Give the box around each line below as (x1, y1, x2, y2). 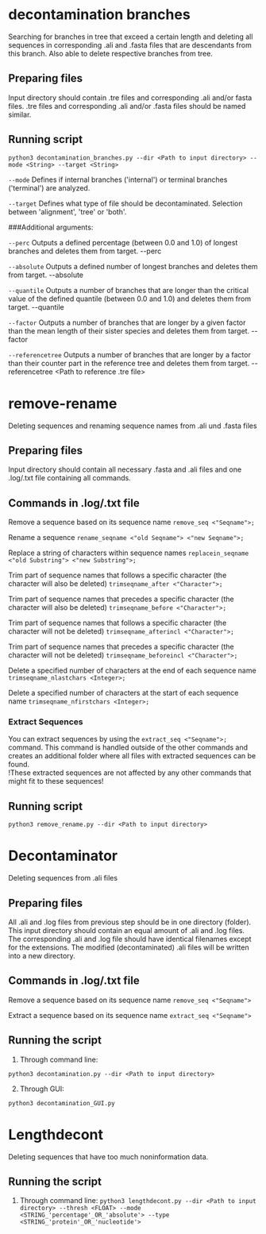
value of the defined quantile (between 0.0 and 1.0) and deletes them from (8, 294, 252, 303)
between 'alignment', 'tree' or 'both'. (8, 206, 127, 216)
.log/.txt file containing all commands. (8, 473, 131, 483)
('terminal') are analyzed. (8, 183, 91, 192)
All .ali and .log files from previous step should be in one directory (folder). (8, 917, 252, 927)
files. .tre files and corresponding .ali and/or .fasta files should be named (8, 101, 246, 110)
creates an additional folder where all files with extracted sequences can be (8, 751, 256, 761)
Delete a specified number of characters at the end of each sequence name (8, 665, 256, 676)
